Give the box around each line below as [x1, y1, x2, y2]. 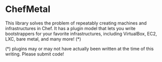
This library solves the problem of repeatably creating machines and [5, 20, 147, 26]
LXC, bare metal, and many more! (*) [5, 36, 82, 42]
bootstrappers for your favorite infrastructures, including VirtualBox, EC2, [5, 30, 157, 36]
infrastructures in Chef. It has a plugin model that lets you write [5, 25, 136, 31]
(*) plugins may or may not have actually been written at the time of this [5, 45, 154, 51]
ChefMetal [5, 3, 50, 15]
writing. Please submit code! [5, 51, 64, 57]
